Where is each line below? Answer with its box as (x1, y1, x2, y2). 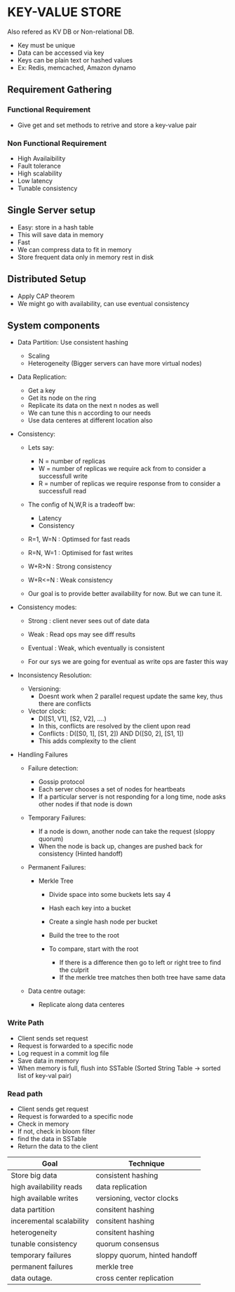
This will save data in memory (17, 230, 104, 239)
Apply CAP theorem (17, 292, 75, 300)
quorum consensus (95, 1239, 160, 1248)
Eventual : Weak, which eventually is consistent (27, 644, 165, 653)
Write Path (7, 1018, 44, 1028)
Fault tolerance (17, 161, 61, 170)
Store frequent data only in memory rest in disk (17, 253, 154, 261)
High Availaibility (17, 154, 66, 162)
